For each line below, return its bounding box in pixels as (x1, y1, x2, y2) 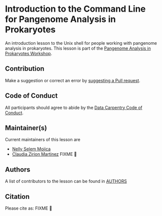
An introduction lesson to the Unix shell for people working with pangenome (5, 40, 157, 46)
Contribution (5, 65, 45, 73)
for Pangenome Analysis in (5, 14, 116, 25)
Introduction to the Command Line (5, 3, 146, 15)
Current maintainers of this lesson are (5, 137, 81, 143)
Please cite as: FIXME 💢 (5, 205, 52, 211)
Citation (5, 192, 30, 200)
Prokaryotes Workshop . (5, 50, 52, 56)
